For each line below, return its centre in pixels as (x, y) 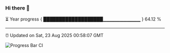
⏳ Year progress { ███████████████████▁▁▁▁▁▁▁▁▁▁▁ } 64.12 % (83, 19)
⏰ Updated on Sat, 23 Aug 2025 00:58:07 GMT (54, 35)
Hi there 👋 (18, 8)
